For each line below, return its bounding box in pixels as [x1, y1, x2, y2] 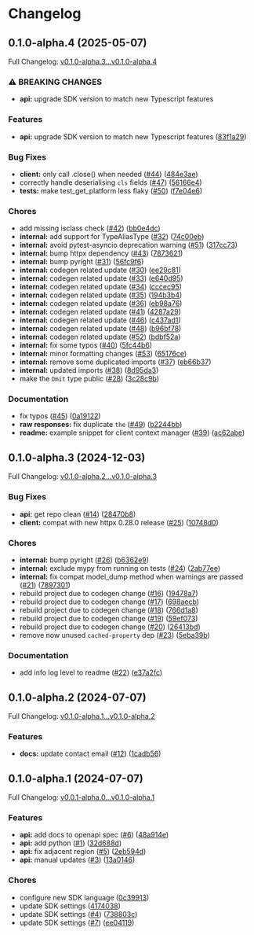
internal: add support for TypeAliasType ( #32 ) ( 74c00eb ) [19, 232, 205, 241]
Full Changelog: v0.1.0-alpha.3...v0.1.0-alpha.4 [8, 57, 158, 66]
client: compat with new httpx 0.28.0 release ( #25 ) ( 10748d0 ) [19, 517, 220, 527]
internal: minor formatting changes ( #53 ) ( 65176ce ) [19, 349, 187, 359]
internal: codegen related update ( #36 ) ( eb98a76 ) [19, 299, 183, 308]
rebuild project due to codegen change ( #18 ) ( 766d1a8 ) [19, 605, 198, 614]
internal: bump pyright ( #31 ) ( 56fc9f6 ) [19, 257, 144, 267]
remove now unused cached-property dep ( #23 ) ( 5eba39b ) [19, 630, 210, 639]
